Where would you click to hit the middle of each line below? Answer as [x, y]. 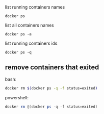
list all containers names [29, 25]
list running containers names [35, 7]
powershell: [17, 97]
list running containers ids [31, 43]
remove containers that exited [52, 68]
